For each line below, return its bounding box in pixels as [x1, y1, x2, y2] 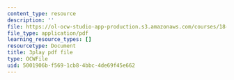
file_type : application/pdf [7, 29, 89, 37]
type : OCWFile [7, 56, 49, 63]
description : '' [7, 17, 54, 24]
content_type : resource [7, 10, 77, 17]
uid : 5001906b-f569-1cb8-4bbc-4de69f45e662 [7, 62, 136, 69]
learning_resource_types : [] [7, 36, 92, 43]
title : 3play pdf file [7, 49, 73, 56]
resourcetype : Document [7, 42, 77, 49]
